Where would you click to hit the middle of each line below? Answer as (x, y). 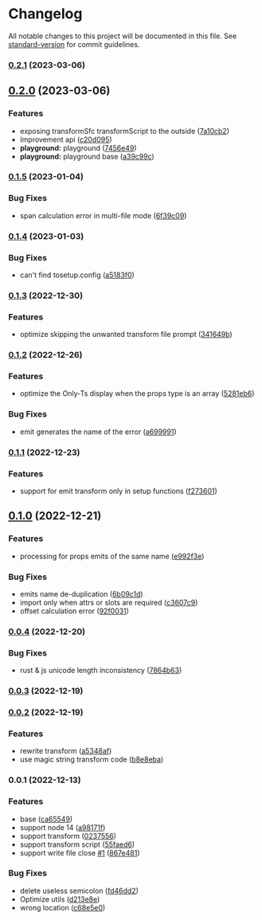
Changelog (45, 14)
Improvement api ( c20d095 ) (66, 139)
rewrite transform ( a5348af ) (66, 751)
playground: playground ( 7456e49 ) (78, 147)
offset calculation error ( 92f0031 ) (74, 611)
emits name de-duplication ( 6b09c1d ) (81, 593)
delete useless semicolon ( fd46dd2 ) (79, 891)
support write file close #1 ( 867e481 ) (80, 852)
